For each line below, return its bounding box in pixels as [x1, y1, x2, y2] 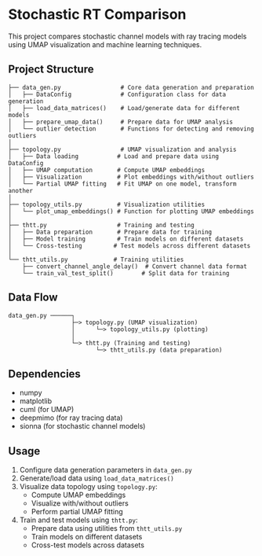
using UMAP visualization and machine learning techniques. [8, 39, 202, 49]
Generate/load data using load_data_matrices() [19, 473, 174, 483]
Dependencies [8, 367, 81, 381]
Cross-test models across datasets [31, 540, 145, 550]
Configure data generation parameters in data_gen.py [19, 466, 192, 475]
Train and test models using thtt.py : [19, 515, 139, 525]
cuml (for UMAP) [19, 405, 75, 414]
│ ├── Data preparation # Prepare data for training [8, 228, 213, 236]
